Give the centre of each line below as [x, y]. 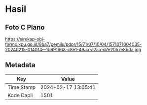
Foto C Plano [25, 27]
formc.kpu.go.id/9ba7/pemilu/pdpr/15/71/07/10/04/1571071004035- [73, 44]
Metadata [20, 65]
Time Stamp [22, 87]
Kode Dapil [20, 95]
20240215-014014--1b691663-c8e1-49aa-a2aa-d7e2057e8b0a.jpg [73, 50]
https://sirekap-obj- [25, 39]
